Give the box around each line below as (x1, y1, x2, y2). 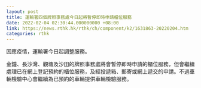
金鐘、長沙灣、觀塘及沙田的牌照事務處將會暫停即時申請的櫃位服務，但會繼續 (6, 61, 195, 68)
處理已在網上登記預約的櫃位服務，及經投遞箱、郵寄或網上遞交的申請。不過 (6, 68, 190, 75)
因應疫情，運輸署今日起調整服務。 (6, 48, 90, 55)
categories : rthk (6, 31, 50, 37)
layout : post (6, 8, 39, 15)
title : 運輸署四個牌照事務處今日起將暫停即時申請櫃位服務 (6, 14, 132, 20)
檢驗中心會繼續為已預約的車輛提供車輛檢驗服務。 (11, 76, 132, 83)
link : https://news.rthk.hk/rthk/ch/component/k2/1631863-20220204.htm (6, 25, 188, 32)
